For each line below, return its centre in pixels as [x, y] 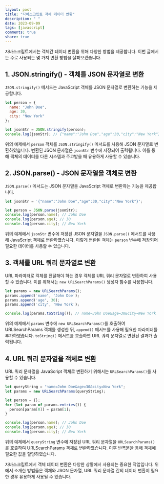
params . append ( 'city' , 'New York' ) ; [42, 305]
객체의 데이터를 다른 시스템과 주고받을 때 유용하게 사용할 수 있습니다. [75, 156]
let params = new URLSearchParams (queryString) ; [55, 391]
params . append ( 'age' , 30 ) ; [32, 300]
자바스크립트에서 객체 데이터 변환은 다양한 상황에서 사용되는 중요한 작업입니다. [79, 464]
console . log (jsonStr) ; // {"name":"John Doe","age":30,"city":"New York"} [83, 134]
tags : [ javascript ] [25, 28]
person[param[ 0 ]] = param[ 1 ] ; [40, 409]
